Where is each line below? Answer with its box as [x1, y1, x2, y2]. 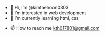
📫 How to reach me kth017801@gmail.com [10, 25, 100, 31]
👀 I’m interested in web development [10, 10, 86, 16]
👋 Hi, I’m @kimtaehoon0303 [10, 5, 69, 10]
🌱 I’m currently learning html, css [10, 15, 79, 21]
